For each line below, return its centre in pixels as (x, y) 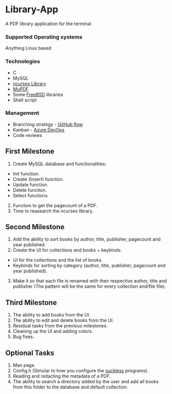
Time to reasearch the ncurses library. (53, 211)
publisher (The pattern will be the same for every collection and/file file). (89, 286)
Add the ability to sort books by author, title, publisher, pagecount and (87, 239)
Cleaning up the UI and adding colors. (53, 331)
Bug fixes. (23, 337)
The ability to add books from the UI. (52, 315)
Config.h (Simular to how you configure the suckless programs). (81, 371)
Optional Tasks (30, 353)
